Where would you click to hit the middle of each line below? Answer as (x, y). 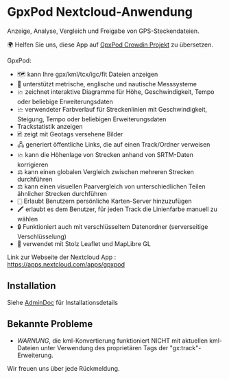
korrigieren (33, 164)
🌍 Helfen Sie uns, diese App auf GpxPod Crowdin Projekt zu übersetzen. (110, 45)
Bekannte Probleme (50, 324)
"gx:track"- (185, 347)
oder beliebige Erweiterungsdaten (65, 101)
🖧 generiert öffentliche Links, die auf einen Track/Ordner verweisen (113, 144)
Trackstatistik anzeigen (50, 126)
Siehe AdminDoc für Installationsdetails (63, 302)
